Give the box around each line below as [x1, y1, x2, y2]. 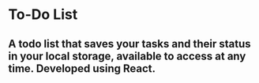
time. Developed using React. [8, 62, 156, 75]
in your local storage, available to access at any [8, 49, 246, 62]
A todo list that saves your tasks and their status [8, 37, 251, 51]
